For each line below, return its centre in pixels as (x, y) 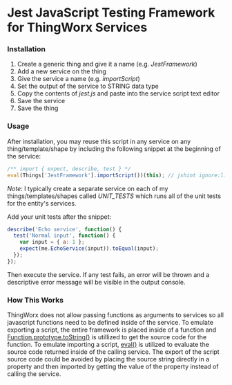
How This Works (36, 300)
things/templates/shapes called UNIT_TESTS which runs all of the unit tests (114, 196)
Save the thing (38, 108)
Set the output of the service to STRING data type (88, 86)
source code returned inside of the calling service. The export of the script (113, 352)
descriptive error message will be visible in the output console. (96, 282)
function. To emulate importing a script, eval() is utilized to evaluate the (108, 345)
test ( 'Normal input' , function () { (65, 236)
